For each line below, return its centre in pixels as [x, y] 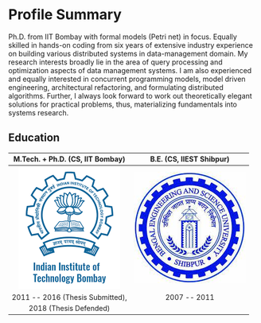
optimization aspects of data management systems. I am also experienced [130, 70]
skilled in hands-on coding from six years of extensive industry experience [130, 45]
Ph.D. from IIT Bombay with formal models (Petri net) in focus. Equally [123, 37]
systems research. [39, 112]
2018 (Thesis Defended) [70, 308]
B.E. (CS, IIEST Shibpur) [190, 159]
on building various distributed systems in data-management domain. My [128, 53]
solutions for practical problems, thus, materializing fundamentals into [123, 104]
